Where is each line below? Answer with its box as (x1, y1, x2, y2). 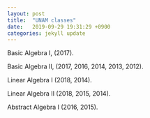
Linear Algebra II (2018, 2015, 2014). (7, 89, 111, 98)
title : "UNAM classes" (7, 17, 77, 24)
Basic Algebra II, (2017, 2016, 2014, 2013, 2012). (7, 62, 144, 71)
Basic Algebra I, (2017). (7, 49, 75, 57)
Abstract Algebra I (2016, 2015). (7, 103, 98, 112)
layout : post (7, 10, 45, 17)
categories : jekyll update (7, 29, 86, 37)
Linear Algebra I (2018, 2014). (7, 76, 92, 84)
